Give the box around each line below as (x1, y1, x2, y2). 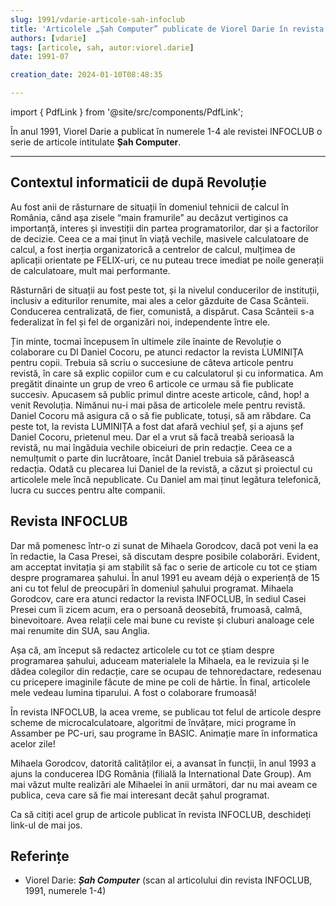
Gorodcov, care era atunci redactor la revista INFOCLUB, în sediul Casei (10, 592, 307, 605)
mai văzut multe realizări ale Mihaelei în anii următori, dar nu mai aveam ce (10, 778, 318, 790)
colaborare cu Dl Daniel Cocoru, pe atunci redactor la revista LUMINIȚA (10, 346, 304, 358)
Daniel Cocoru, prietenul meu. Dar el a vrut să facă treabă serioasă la (10, 431, 295, 443)
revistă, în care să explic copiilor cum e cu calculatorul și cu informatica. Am (10, 367, 324, 379)
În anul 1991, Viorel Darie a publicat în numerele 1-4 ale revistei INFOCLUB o (10, 126, 323, 137)
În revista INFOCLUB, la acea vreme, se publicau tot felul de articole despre (10, 706, 322, 718)
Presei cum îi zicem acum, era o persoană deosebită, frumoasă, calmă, (10, 603, 303, 615)
